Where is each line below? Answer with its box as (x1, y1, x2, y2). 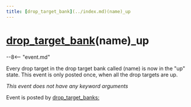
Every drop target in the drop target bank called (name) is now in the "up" (6, 65, 185, 72)
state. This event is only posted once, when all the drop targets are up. (6, 71, 178, 78)
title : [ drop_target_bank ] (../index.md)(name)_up (6, 8, 131, 15)
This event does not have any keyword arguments (6, 82, 128, 89)
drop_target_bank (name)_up (6, 34, 150, 47)
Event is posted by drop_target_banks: (6, 93, 99, 101)
